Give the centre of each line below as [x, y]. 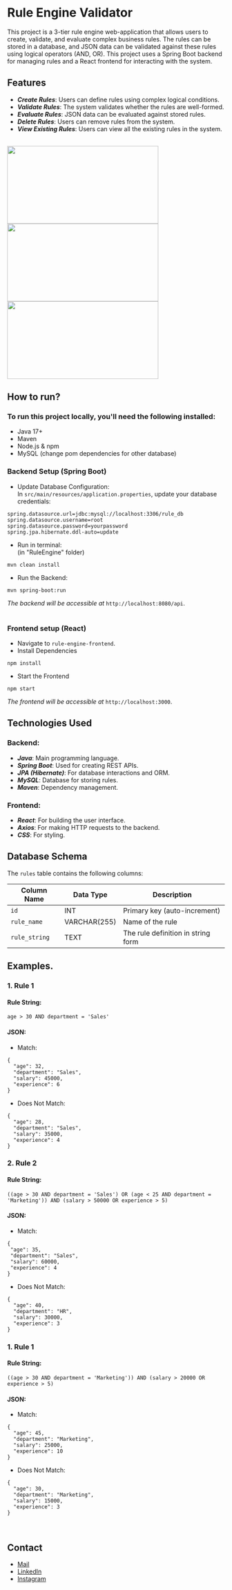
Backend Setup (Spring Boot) [57, 472]
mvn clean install [33, 565]
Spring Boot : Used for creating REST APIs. [78, 765]
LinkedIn [29, 1571]
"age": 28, [29, 1122]
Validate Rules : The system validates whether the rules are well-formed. [120, 107]
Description [172, 894]
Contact [25, 1548]
